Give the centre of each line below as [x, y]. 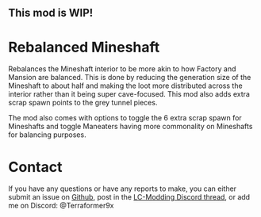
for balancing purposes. [47, 135]
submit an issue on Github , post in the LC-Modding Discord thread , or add [129, 197]
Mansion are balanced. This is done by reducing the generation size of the [130, 78]
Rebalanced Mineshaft [84, 47]
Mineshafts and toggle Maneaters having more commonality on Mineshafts [130, 127]
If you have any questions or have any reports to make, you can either [122, 188]
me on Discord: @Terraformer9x [61, 206]
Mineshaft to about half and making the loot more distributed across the [126, 86]
